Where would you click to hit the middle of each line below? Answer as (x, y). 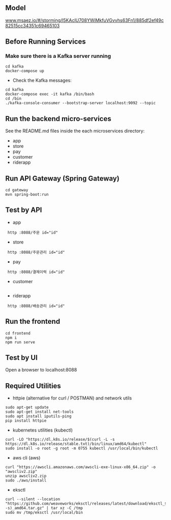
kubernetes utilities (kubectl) (42, 430)
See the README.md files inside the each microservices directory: (75, 131)
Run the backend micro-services (58, 119)
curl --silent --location (33, 499)
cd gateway (17, 190)
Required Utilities (33, 386)
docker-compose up (25, 71)
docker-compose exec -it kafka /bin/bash (50, 94)
